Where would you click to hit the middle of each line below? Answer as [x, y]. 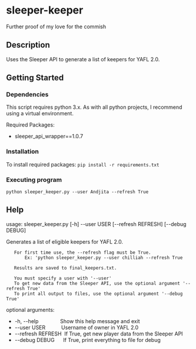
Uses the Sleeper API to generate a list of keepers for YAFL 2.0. [83, 59]
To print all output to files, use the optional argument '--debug [98, 294]
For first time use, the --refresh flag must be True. [82, 252]
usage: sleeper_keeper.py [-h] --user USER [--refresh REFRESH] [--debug [96, 224]
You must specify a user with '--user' [63, 278]
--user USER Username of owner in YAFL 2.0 [77, 327]
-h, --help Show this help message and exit [77, 321]
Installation [23, 152]
